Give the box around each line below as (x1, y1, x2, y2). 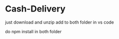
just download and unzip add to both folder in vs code (5, 19, 114, 25)
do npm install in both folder (5, 28, 62, 34)
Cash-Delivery (5, 3, 66, 14)
